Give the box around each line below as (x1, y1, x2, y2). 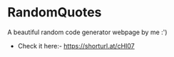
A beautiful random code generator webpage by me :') (7, 28, 168, 36)
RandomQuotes (7, 4, 102, 21)
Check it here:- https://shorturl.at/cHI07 (17, 41, 135, 50)
